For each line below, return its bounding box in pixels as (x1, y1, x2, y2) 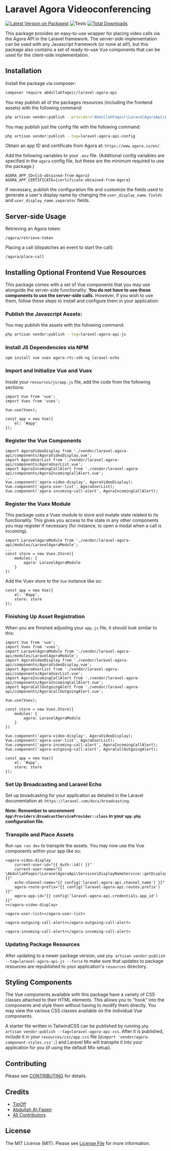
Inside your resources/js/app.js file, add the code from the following (5, 379, 151, 385)
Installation (5, 67, 42, 75)
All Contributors (12, 1112, 46, 1118)
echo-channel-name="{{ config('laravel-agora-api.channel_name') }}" (14, 880, 165, 885)
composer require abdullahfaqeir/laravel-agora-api (5, 90, 117, 95)
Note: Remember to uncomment (5, 808, 75, 814)
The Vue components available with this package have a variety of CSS (5, 991, 155, 998)
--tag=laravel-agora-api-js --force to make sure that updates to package (5, 958, 164, 964)
